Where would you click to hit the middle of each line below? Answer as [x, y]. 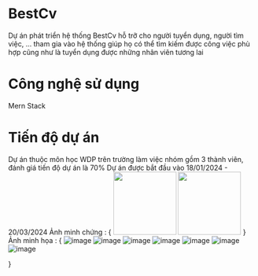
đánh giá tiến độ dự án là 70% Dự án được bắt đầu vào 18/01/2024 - [118, 167]
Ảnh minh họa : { [35, 240]
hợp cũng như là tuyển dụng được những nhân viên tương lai [106, 52]
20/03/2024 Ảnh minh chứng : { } [127, 232]
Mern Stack [27, 105]
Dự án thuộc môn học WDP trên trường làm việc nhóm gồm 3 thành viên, [126, 159]
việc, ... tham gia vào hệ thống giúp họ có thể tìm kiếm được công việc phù [129, 43]
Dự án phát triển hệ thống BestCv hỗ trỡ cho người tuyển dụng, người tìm [126, 35]
